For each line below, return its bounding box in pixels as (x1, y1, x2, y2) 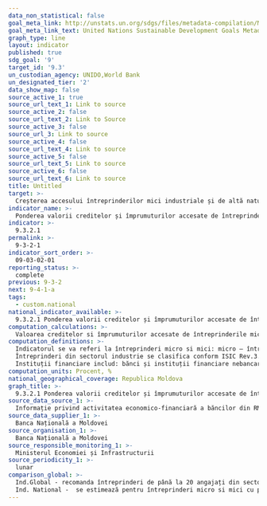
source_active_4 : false (8, 137, 87, 146)
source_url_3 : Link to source (8, 130, 109, 138)
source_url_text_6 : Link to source (8, 175, 126, 183)
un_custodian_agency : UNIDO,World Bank (8, 71, 141, 79)
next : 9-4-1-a (8, 286, 56, 294)
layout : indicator (8, 41, 69, 49)
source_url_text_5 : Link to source (8, 160, 126, 168)
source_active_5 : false (8, 152, 87, 160)
